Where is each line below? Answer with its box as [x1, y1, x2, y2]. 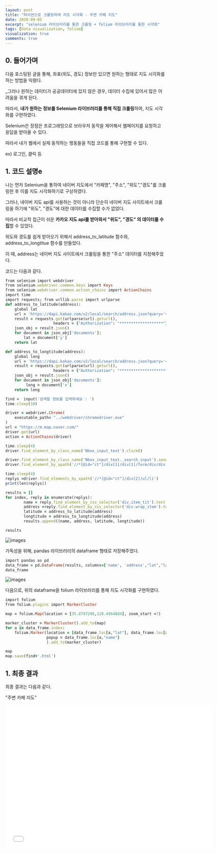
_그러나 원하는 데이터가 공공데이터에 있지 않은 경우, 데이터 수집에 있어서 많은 [5, 88, 157, 94]
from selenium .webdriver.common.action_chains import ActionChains [5, 287, 152, 293]
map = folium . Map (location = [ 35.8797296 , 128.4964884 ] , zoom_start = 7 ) [5, 612, 161, 617]
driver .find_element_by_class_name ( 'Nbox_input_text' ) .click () [5, 448, 143, 453]
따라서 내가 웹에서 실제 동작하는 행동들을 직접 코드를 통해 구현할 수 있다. [5, 140, 148, 146]
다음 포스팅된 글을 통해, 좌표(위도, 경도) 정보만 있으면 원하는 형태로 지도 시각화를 [5, 71, 165, 77]
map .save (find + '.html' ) [5, 654, 56, 659]
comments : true [5, 36, 38, 41]
